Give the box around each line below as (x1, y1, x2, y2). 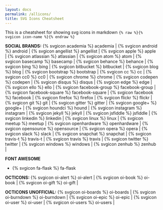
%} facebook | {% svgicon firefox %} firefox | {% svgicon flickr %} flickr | (5, 95, 152, 101)
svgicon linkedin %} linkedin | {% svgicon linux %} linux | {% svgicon (5, 115, 144, 122)
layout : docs (5, 7, 32, 12)
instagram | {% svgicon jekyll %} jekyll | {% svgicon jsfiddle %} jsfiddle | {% (5, 110, 158, 116)
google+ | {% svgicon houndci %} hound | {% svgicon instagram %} (5, 105, 143, 111)
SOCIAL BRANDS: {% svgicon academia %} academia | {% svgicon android (5, 43, 158, 49)
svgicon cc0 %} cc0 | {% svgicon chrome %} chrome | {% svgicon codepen (5, 74, 158, 80)
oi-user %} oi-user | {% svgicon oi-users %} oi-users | (5, 200, 115, 206)
